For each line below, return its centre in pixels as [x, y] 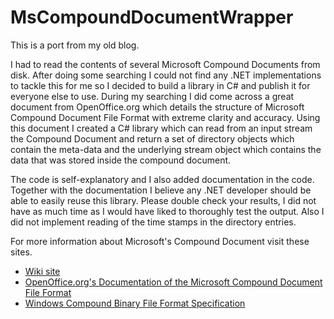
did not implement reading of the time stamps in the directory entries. [153, 222]
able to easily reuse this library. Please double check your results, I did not [163, 200]
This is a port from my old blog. [75, 45]
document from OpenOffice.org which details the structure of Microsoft [157, 107]
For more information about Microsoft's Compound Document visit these [160, 241]
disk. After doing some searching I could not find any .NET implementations [166, 75]
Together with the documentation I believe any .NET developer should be [161, 190]
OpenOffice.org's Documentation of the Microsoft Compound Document [173, 282]
